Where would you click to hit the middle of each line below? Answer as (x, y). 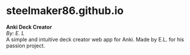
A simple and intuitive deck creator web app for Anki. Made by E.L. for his (95, 39)
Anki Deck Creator (29, 27)
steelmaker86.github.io (65, 11)
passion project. (26, 46)
